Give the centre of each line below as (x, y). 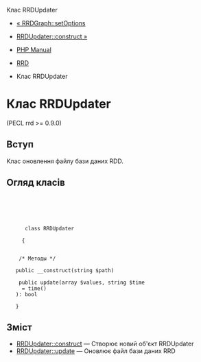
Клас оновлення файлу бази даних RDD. (65, 161)
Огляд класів (36, 183)
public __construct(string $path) (65, 270)
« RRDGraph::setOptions (51, 23)
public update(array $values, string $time (82, 282)
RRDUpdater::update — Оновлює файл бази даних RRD (96, 351)
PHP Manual (34, 50)
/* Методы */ (37, 258)
